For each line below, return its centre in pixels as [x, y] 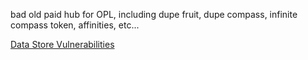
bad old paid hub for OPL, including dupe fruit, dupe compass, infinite [154, 14]
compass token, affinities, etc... [75, 25]
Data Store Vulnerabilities [62, 44]
